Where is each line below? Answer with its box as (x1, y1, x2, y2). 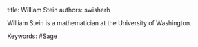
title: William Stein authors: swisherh (7, 6, 110, 14)
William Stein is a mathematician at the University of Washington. (7, 19, 192, 27)
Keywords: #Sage (7, 32, 57, 40)
